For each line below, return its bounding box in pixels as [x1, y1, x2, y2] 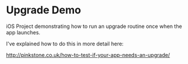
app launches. [6, 29, 41, 35]
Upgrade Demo [6, 3, 81, 17]
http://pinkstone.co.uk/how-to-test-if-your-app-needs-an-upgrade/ [6, 51, 170, 58]
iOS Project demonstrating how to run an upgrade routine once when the [6, 23, 182, 30]
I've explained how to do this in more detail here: [6, 40, 124, 47]
